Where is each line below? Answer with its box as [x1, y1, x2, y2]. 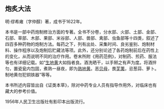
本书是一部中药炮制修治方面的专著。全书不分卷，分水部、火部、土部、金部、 [5, 29, 159, 35]
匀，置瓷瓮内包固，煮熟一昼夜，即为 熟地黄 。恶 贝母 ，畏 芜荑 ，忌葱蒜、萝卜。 [5, 65, 159, 71]
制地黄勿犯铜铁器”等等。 [5, 71, 55, 77]
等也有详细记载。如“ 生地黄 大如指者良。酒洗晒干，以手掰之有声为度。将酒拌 [5, 59, 157, 65]
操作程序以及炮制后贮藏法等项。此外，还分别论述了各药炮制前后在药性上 [13, 47, 159, 53]
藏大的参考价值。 [5, 88, 40, 94]
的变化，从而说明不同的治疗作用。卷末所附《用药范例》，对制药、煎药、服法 [5, 53, 157, 59]
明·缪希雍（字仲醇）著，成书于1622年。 [5, 19, 84, 24]
